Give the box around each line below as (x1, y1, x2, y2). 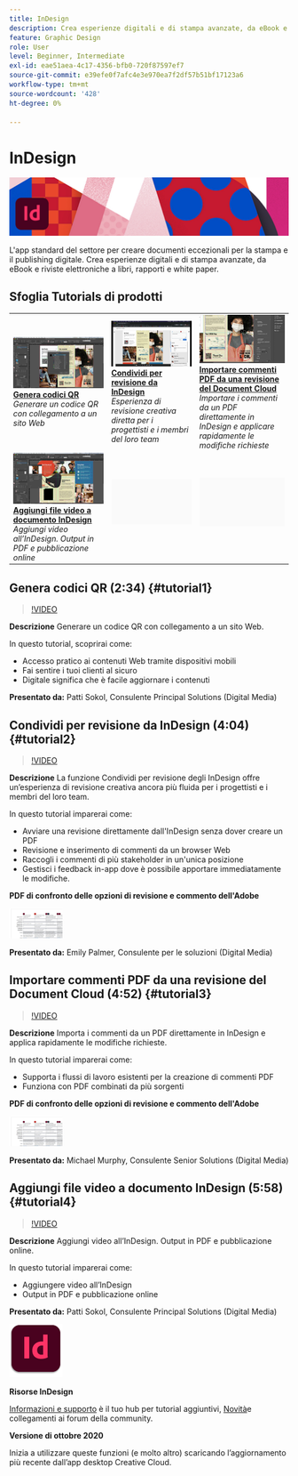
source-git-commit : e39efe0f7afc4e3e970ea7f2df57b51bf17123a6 (9, 71, 244, 80)
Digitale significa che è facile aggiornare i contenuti (21, 674, 210, 685)
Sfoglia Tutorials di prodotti (9, 289, 163, 304)
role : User (9, 43, 50, 52)
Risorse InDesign (9, 1386, 74, 1397)
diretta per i (110, 415, 153, 425)
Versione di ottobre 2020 (9, 1430, 104, 1440)
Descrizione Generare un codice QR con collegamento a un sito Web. (9, 621, 264, 632)
